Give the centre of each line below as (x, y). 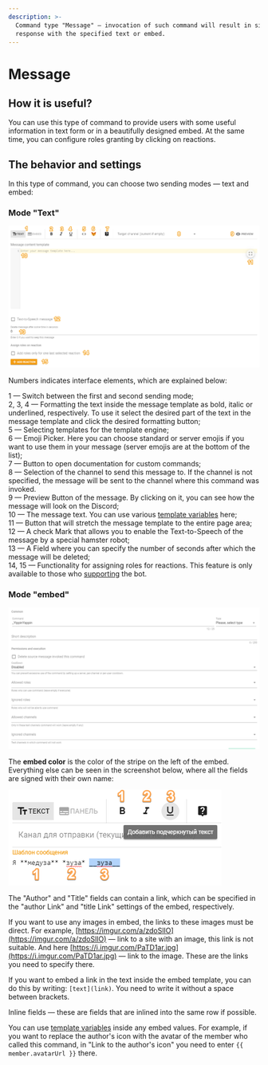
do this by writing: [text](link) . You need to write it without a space (121, 988)
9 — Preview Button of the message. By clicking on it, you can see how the (132, 497)
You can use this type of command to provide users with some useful (122, 123)
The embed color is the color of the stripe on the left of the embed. (119, 761)
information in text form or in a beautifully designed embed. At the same (126, 131)
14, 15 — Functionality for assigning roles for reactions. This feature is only (130, 565)
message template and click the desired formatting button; (104, 421)
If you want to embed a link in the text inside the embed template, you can (130, 980)
